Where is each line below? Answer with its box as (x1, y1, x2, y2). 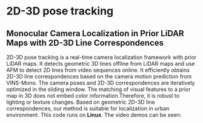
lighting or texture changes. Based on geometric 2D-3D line (6, 98, 156, 106)
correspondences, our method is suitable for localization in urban (6, 105, 170, 112)
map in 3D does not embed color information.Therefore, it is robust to (6, 92, 180, 99)
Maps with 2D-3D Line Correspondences (6, 37, 164, 48)
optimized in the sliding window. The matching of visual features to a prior (6, 86, 191, 93)
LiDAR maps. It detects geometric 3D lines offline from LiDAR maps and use (6, 60, 195, 67)
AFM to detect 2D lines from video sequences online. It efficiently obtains (6, 66, 190, 74)
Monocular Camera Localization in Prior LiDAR (6, 28, 184, 39)
